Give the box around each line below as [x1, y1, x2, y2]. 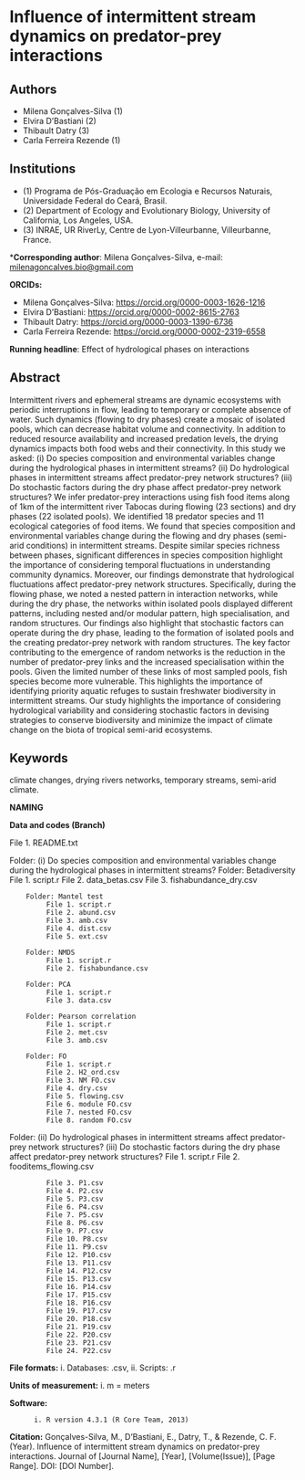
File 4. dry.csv [46, 1084, 107, 1093]
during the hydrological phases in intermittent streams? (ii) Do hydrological [9, 462, 290, 473]
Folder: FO [25, 1052, 67, 1061]
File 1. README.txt [9, 837, 79, 848]
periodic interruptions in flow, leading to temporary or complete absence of [9, 404, 291, 415]
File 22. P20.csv [46, 1330, 112, 1339]
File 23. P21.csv [46, 1338, 112, 1348]
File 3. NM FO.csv [46, 1076, 117, 1086]
